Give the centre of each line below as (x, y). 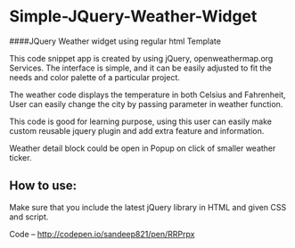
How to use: (43, 186)
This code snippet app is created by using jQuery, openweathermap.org (141, 58)
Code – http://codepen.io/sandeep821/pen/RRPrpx (102, 234)
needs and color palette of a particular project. (95, 77)
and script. (29, 217)
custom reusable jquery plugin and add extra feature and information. (137, 130)
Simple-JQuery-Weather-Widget (133, 17)
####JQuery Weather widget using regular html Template (115, 41)
